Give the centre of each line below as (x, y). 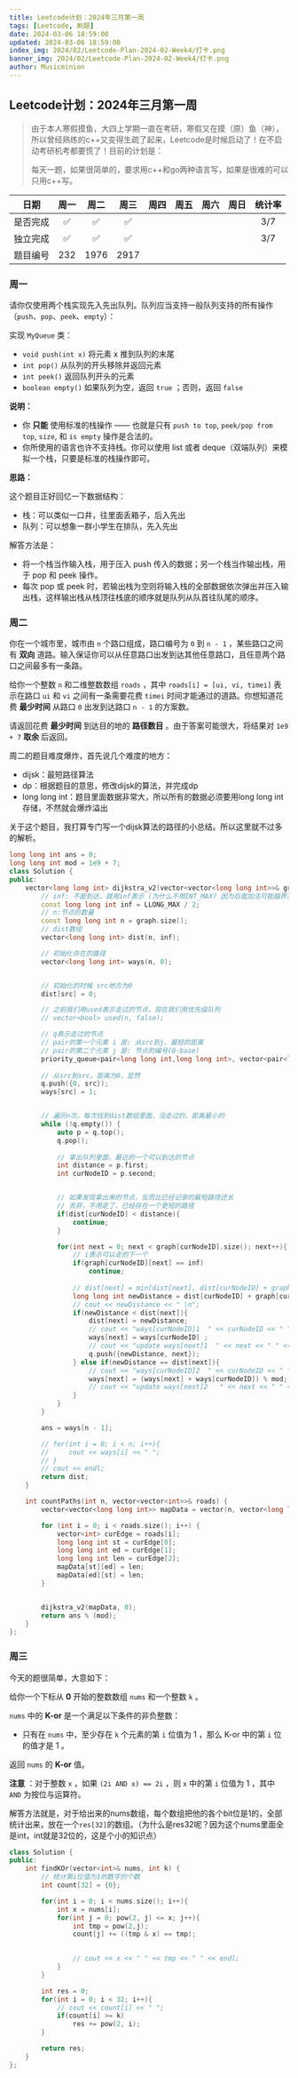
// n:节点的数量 (68, 913)
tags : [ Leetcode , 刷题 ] (52, 26)
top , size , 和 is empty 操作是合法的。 (90, 436)
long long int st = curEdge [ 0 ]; (116, 1542)
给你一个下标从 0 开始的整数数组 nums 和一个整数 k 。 (106, 1696)
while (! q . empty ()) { (81, 1124)
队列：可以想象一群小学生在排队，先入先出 (100, 526)
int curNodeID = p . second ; (106, 1174)
